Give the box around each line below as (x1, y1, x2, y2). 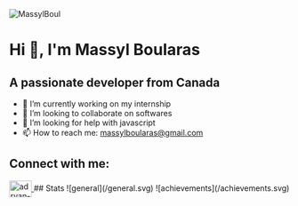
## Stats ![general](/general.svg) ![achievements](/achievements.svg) (33, 182, 290, 194)
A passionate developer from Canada (9, 75, 221, 90)
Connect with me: (9, 156, 110, 171)
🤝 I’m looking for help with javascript (21, 117, 156, 128)
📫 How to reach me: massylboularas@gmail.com (21, 128, 204, 138)
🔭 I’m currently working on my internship (21, 99, 172, 109)
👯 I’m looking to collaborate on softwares (21, 108, 173, 118)
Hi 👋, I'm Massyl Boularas (9, 40, 200, 60)
